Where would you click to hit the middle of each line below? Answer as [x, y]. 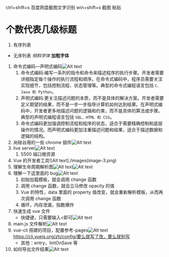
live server [24, 148]
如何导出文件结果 [31, 249]
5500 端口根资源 [38, 154]
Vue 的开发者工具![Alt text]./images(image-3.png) [65, 160]
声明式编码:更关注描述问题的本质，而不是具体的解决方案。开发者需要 [92, 98]
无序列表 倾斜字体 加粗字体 [41, 55]
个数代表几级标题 [41, 30]
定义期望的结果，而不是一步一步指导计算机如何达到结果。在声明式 [89, 104]
